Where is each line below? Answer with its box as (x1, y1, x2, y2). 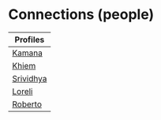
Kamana (12, 47, 43, 58)
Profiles (14, 34, 45, 45)
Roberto (12, 99, 42, 110)
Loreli (12, 85, 33, 96)
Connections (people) (8, 6, 155, 24)
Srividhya (12, 73, 47, 84)
